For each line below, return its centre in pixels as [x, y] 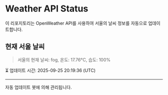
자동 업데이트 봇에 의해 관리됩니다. [38, 87]
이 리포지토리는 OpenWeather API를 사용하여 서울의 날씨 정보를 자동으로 [76, 23]
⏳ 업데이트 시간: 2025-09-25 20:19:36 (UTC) [50, 70]
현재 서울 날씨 [25, 47]
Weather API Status [47, 9]
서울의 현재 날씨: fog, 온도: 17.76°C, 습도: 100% [64, 59]
